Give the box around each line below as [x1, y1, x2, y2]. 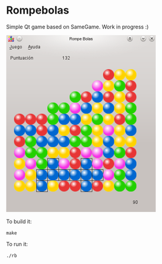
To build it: [6, 218, 32, 225]
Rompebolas [6, 4, 69, 17]
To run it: [6, 240, 28, 247]
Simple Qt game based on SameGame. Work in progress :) [6, 23, 149, 30]
